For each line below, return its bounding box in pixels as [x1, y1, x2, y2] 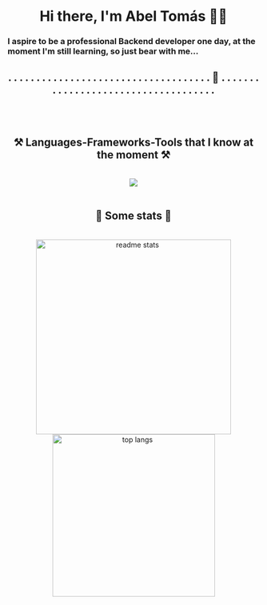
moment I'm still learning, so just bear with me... [7, 46, 199, 57]
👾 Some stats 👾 [95, 209, 172, 223]
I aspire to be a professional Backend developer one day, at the [7, 36, 257, 47]
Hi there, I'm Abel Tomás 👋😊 [39, 7, 228, 26]
